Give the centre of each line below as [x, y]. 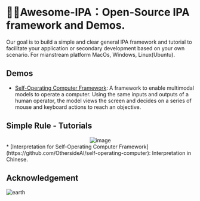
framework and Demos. [66, 25]
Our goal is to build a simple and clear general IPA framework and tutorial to [99, 42]
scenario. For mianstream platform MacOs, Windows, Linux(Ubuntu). [90, 54]
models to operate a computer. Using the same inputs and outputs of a [102, 94]
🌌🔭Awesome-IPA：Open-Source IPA [98, 12]
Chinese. [17, 159]
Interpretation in [172, 153]
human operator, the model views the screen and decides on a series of [103, 100]
